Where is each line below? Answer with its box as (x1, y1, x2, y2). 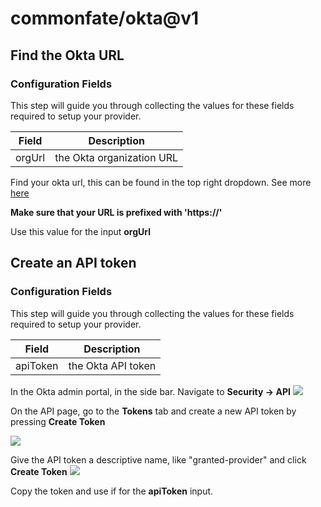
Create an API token (10, 255, 137, 272)
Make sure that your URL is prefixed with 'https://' (10, 206, 223, 218)
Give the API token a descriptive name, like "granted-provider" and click (10, 453, 307, 466)
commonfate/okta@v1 (10, 7, 200, 30)
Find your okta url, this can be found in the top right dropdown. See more (10, 176, 312, 188)
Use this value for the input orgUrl (10, 225, 152, 237)
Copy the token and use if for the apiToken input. (10, 485, 214, 497)
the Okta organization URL (54, 150, 179, 164)
